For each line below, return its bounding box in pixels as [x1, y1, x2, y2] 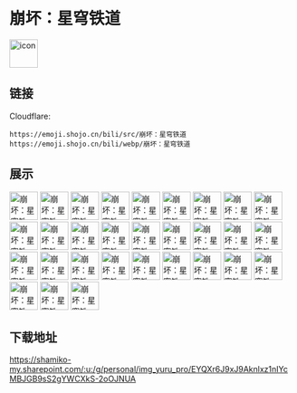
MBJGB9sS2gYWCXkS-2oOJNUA [9, 373, 137, 385]
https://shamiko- [9, 354, 72, 365]
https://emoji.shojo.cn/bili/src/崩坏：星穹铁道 [9, 129, 187, 139]
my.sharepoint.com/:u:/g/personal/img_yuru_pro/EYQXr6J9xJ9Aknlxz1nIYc [9, 364, 288, 375]
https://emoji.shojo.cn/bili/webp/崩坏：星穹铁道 [9, 139, 191, 149]
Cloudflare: [9, 110, 52, 121]
